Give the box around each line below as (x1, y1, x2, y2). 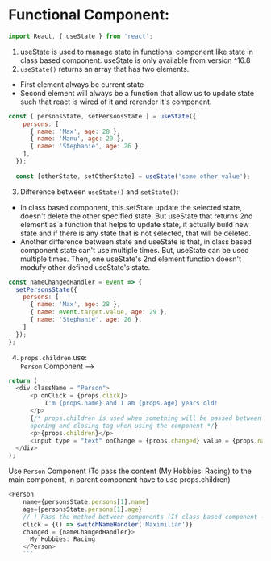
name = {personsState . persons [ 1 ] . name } (23, 498, 150, 506)
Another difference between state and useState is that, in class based (19, 236, 252, 247)
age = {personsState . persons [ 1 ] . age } (23, 505, 143, 513)
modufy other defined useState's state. (19, 262, 151, 272)
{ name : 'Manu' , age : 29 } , (29, 135, 125, 143)
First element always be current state (19, 79, 144, 89)
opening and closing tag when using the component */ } (29, 422, 219, 430)
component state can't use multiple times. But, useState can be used (19, 245, 249, 255)
